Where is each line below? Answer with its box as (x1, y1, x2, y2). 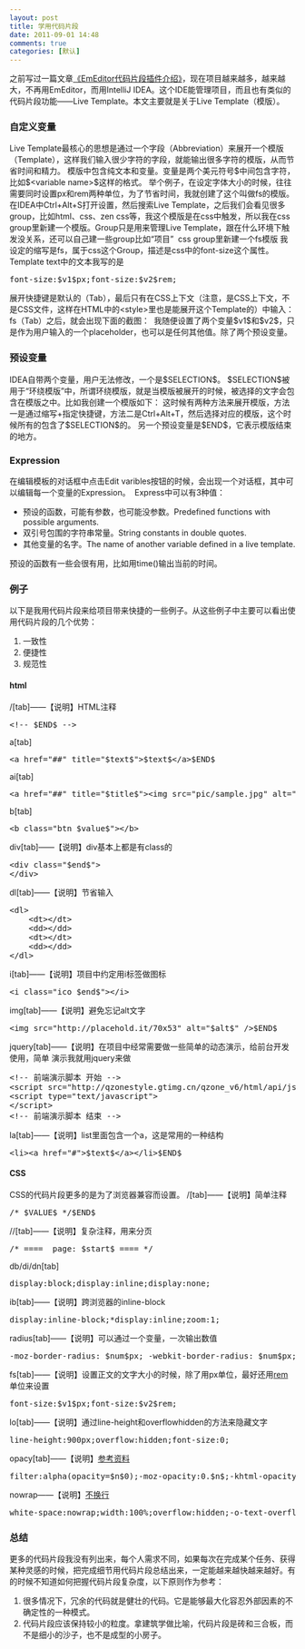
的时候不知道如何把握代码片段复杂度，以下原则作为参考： (9, 1576, 224, 1587)
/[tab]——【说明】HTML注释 (9, 701, 117, 712)
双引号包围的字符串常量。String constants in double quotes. (22, 527, 247, 538)
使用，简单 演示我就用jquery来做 (9, 1052, 132, 1063)
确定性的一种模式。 (22, 1607, 95, 1618)
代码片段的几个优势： (16, 616, 97, 627)
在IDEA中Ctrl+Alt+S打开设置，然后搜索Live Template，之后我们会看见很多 (9, 200, 286, 211)
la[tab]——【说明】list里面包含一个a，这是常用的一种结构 (9, 1129, 224, 1140)
